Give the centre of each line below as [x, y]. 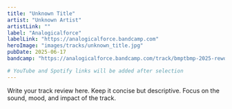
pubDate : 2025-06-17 [37, 52]
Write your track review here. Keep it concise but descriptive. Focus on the [113, 90]
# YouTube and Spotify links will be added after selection [96, 71]
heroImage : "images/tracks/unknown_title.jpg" [75, 46]
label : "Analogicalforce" [44, 33]
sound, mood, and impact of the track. [61, 98]
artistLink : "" [29, 26]
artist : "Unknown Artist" [44, 20]
